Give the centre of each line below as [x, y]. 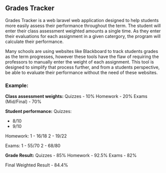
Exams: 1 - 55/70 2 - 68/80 [33, 146]
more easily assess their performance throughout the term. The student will [83, 25]
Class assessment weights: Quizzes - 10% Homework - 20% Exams [76, 96]
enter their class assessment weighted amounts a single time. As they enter [83, 31]
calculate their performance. [34, 41]
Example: [17, 85]
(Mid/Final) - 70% [23, 101]
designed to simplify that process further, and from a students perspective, [82, 67]
